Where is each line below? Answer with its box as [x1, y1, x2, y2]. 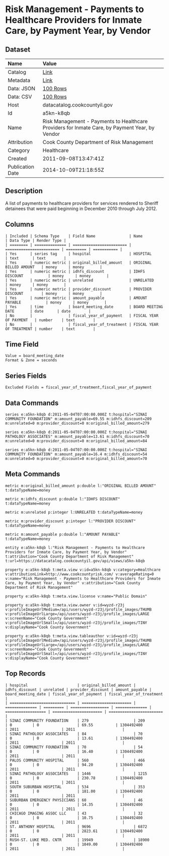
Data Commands [5, 398, 59, 407]
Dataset [5, 45, 31, 54]
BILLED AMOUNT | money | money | [5, 264, 102, 270]
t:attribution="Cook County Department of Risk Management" [5, 554, 134, 559]
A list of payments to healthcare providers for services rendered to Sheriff [5, 200, 158, 206]
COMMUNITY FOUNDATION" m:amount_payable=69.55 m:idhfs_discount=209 [5, 417, 152, 422]
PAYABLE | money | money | [5, 299, 107, 305]
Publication [8, 163, 34, 170]
